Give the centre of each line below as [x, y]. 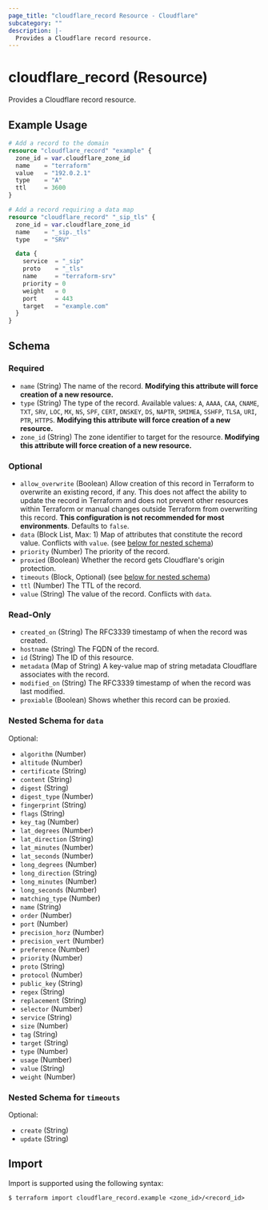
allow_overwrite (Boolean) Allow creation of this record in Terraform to [137, 484]
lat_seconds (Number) [56, 856]
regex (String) [42, 992]
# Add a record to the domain [59, 143]
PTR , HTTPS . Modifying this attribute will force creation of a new [125, 420]
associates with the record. [64, 675]
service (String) [46, 1017]
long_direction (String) [58, 873]
